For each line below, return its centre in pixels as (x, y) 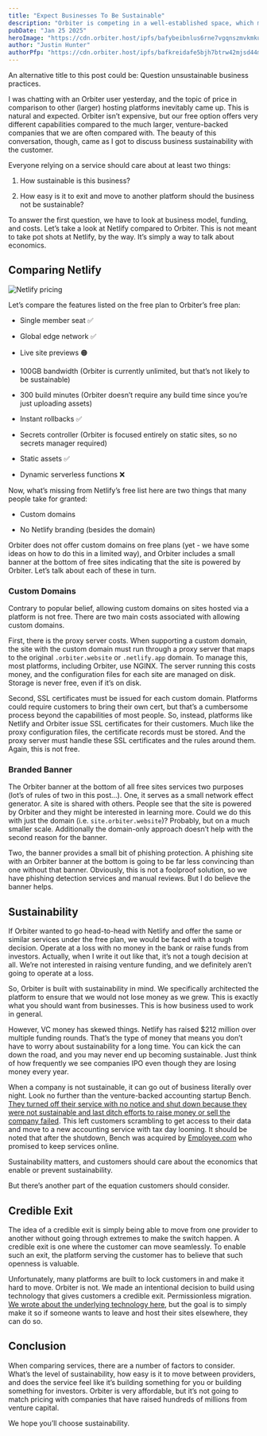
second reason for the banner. (58, 838)
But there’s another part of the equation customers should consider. (119, 1185)
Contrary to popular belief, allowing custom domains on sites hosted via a (128, 609)
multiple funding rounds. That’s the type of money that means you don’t (126, 1038)
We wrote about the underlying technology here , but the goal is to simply (128, 1305)
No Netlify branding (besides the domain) (87, 529)
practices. (25, 84)
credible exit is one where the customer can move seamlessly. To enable (127, 1247)
